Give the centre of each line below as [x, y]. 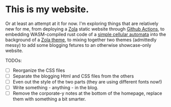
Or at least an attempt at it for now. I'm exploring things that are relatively [82, 23]
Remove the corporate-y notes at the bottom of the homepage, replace [87, 93]
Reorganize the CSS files [39, 70]
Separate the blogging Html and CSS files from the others [73, 76]
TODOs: [14, 60]
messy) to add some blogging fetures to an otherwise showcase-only [78, 45]
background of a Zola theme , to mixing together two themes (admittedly [81, 40]
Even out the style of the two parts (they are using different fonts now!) [87, 82]
